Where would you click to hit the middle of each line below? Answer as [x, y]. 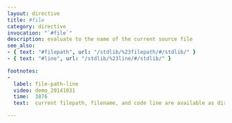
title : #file [26, 20]
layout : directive [33, 13]
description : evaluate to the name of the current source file [100, 39]
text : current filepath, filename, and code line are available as [114, 103]
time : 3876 [31, 97]
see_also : [21, 46]
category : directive [37, 26]
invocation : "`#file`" [40, 33]
